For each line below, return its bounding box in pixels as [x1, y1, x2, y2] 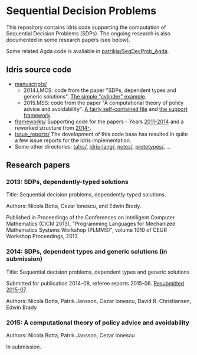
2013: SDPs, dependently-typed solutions [6, 178, 129, 186]
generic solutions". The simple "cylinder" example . [23, 93, 147, 100]
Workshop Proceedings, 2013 [6, 233, 78, 240]
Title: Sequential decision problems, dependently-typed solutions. [6, 191, 166, 198]
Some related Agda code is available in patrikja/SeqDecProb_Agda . [6, 47, 169, 54]
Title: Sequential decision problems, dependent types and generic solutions [6, 268, 190, 275]
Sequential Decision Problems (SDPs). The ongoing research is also [6, 29, 171, 37]
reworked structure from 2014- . [14, 124, 91, 131]
